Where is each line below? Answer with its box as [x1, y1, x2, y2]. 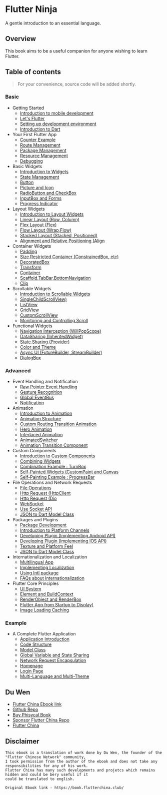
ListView [19, 301, 38, 307]
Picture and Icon [19, 184, 54, 191]
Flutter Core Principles [12, 580, 59, 586]
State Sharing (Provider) [19, 339, 70, 345]
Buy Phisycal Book [12, 712, 51, 718]
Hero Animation [19, 426, 52, 432]
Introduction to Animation [19, 410, 72, 416]
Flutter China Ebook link [12, 701, 62, 707]
